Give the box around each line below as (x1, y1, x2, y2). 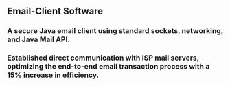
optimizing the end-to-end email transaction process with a (7, 62, 210, 72)
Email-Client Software (7, 6, 104, 17)
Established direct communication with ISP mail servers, (7, 53, 199, 63)
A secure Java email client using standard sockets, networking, (7, 26, 223, 36)
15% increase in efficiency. (7, 70, 100, 80)
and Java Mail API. (7, 34, 71, 44)
